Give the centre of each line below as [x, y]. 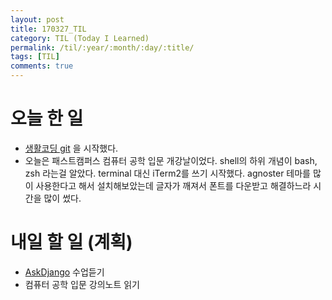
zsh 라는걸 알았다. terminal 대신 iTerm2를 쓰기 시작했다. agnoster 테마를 [167, 173]
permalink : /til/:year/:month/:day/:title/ [102, 47]
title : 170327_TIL [48, 29]
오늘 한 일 [47, 118]
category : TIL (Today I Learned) [80, 38]
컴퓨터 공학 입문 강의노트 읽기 [82, 284]
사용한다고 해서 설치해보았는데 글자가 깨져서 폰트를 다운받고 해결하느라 [173, 185]
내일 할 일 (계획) [71, 242]
